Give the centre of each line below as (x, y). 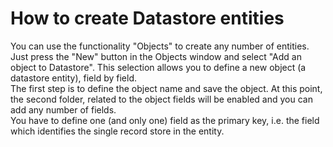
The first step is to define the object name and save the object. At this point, (166, 88)
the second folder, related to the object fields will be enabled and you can (161, 99)
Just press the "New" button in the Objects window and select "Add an (156, 56)
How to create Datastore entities (147, 18)
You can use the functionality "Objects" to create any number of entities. (160, 46)
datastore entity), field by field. (73, 78)
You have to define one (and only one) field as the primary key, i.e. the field (165, 120)
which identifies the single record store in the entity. (117, 131)
